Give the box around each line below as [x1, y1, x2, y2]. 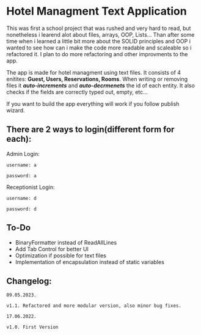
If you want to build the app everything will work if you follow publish [6, 100, 180, 108]
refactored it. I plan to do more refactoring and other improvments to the [6, 50, 188, 57]
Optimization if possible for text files [15, 252, 107, 259]
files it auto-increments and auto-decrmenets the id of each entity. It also [6, 81, 196, 89]
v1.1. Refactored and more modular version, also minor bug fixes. [6, 303, 182, 309]
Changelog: [6, 276, 52, 286]
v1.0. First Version [6, 324, 59, 331]
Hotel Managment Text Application [6, 4, 188, 18]
